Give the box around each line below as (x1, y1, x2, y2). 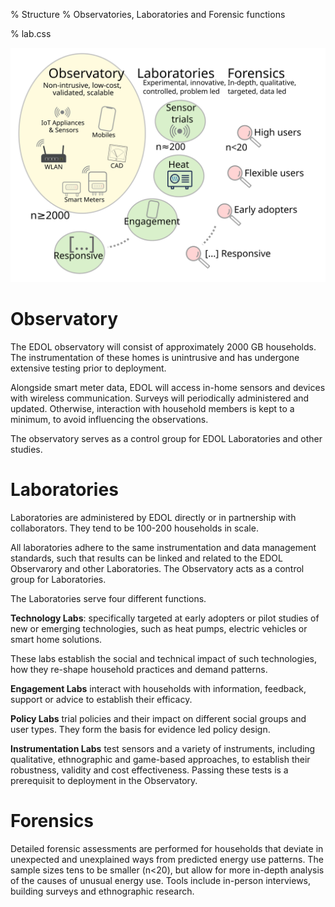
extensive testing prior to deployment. (10, 362, 167, 374)
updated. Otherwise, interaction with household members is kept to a (10, 402, 295, 414)
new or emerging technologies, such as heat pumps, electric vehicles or (10, 622, 308, 634)
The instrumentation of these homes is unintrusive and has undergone (10, 351, 300, 363)
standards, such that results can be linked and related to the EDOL (10, 552, 283, 564)
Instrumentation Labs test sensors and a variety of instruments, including (10, 742, 316, 754)
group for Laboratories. (10, 573, 107, 585)
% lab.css (10, 28, 52, 39)
